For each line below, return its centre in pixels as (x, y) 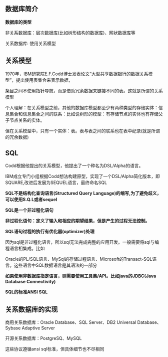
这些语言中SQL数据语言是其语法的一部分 (55, 265)
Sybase (13, 328)
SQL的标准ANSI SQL (26, 292)
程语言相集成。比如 (25, 248)
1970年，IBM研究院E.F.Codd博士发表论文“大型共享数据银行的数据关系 (77, 74)
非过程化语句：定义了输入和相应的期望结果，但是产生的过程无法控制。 (77, 221)
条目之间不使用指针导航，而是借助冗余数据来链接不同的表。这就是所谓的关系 (84, 91)
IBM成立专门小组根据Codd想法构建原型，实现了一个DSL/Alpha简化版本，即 (82, 176)
